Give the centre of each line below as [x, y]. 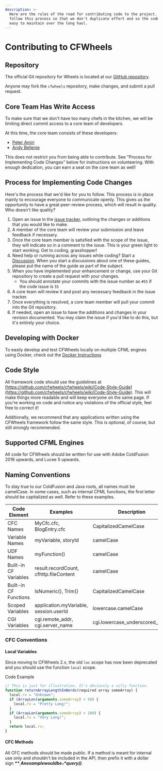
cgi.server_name [54, 626]
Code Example [20, 677]
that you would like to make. [40, 224]
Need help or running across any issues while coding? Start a [73, 255]
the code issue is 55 [39, 286]
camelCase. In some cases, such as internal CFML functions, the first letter [80, 492]
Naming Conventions [38, 475]
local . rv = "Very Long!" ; [40, 717]
